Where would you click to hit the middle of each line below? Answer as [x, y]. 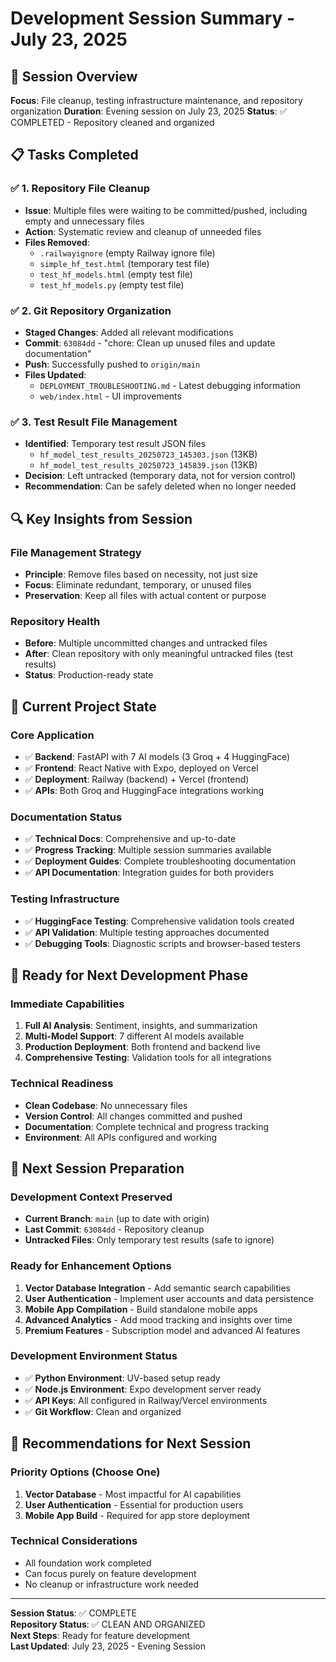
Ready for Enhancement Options [91, 1266]
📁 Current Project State [83, 706]
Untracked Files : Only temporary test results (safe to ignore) [149, 1240]
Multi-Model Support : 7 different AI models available [134, 1036]
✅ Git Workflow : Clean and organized [103, 1411]
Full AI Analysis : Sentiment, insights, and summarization [141, 1026]
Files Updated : [55, 374]
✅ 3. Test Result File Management [94, 422]
